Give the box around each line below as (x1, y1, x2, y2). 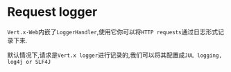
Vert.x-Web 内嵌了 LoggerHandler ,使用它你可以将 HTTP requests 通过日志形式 (7, 27, 219, 36)
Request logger (7, 4, 98, 20)
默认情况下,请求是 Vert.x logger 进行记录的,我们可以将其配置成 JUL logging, (7, 51, 223, 59)
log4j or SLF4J (7, 58, 51, 65)
